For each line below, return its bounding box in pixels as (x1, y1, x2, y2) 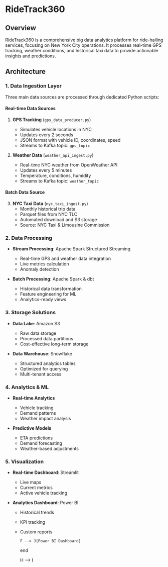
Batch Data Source (5, 190, 45, 196)
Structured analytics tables (20, 360, 76, 366)
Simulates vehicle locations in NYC (20, 126, 92, 132)
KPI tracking (20, 519, 46, 525)
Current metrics (20, 485, 53, 491)
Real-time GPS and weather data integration (20, 255, 111, 262)
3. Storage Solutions (5, 309, 56, 316)
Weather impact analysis (20, 415, 71, 421)
